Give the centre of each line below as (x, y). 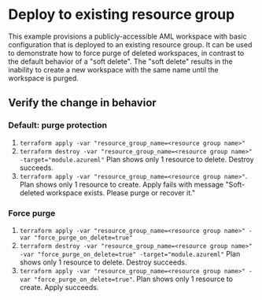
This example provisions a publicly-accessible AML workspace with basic (127, 36)
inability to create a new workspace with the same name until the (113, 69)
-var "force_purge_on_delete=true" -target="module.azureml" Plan (130, 254)
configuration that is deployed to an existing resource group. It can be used (130, 44)
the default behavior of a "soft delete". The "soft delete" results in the (121, 61)
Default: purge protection (58, 125)
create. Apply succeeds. (59, 287)
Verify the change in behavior (83, 103)
